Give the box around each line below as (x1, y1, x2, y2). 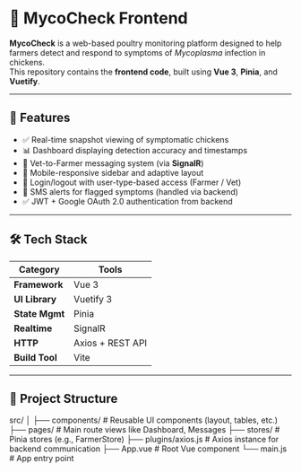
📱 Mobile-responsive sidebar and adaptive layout (21, 167, 204, 178)
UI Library (13, 293, 56, 305)
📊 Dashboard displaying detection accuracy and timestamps (21, 144, 248, 155)
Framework (13, 278, 64, 291)
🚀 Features (9, 110, 71, 126)
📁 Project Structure (9, 390, 118, 406)
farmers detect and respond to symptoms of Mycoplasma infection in (9, 47, 266, 57)
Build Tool (13, 351, 57, 363)
